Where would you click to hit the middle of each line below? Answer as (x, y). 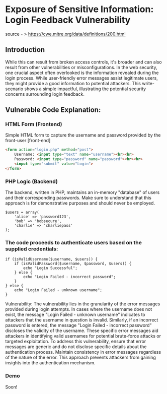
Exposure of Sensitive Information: (79, 9)
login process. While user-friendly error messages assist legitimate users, (82, 78)
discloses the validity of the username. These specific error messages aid (82, 331)
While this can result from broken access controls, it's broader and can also (83, 62)
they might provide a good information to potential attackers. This (73, 83)
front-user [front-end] (28, 141)
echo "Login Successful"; (51, 268)
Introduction (25, 50)
